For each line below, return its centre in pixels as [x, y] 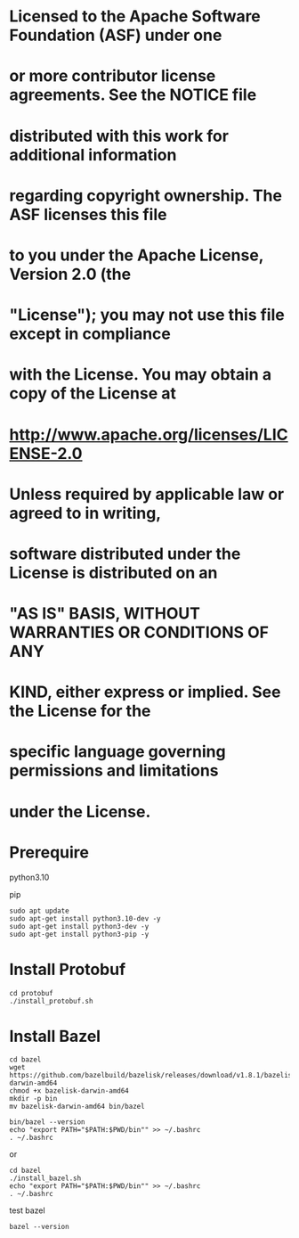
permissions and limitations [114, 771]
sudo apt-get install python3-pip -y [79, 934]
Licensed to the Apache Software [135, 16]
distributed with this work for [119, 136]
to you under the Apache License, [137, 255]
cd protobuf [31, 993]
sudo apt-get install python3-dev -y [79, 926]
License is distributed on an [113, 573]
